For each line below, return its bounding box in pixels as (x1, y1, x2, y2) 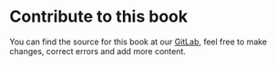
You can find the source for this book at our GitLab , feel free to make (9, 36, 268, 47)
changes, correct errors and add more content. (9, 45, 187, 56)
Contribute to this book (9, 6, 189, 27)
